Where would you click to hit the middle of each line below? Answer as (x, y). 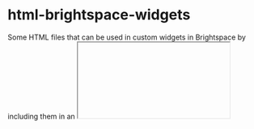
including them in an (42, 116)
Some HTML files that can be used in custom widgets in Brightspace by (127, 37)
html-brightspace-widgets (99, 15)
